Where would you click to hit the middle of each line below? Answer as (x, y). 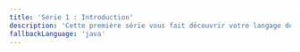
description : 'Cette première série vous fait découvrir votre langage (145, 26)
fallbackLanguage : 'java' (57, 33)
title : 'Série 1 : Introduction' (71, 17)
